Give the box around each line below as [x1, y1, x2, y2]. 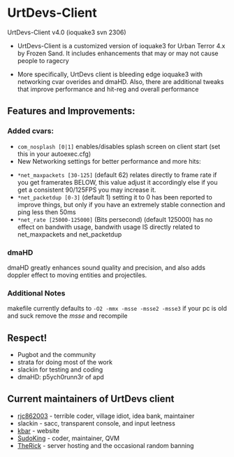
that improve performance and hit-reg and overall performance [17, 85, 199, 93]
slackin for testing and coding [17, 365, 103, 374]
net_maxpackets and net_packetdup [17, 230, 122, 239]
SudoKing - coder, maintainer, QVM [17, 434, 120, 442]
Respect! [7, 332, 47, 344]
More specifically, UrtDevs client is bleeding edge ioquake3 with [17, 70, 203, 78]
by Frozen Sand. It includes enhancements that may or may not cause [17, 49, 219, 57]
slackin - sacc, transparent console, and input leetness [17, 419, 176, 428]
